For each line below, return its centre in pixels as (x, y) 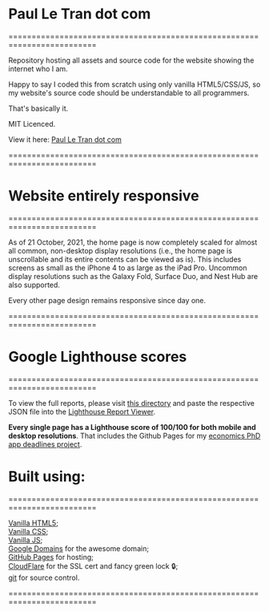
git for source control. (44, 578)
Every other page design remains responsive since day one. (107, 300)
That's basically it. (38, 108)
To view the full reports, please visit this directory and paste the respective (131, 403)
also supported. (34, 285)
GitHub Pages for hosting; (51, 557)
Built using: (47, 476)
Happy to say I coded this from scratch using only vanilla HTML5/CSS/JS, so (134, 84)
